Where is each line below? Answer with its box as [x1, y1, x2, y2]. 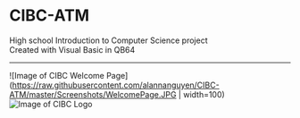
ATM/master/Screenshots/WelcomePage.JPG [9, 88, 177, 99]
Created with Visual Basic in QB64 [9, 44, 136, 55]
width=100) [182, 88, 225, 99]
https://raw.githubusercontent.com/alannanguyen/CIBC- [12, 80, 221, 90]
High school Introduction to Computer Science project [9, 35, 208, 46]
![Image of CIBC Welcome [9, 70, 104, 80]
